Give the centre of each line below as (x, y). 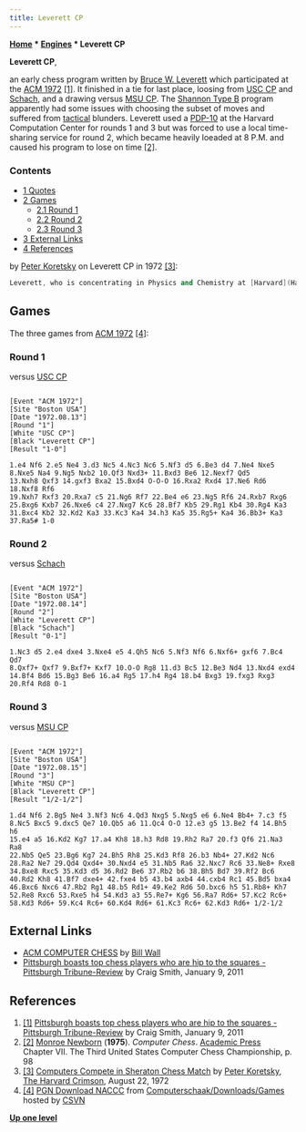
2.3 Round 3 (59, 229)
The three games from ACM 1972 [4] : (79, 333)
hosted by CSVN (54, 1100)
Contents (31, 170)
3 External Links (53, 239)
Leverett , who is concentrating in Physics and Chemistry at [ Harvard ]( (150, 283)
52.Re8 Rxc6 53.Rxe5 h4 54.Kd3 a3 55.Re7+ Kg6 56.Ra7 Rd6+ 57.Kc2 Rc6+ (148, 895)
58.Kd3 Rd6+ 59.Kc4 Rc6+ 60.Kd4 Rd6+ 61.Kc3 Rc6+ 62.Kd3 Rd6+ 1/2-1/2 (146, 903)
